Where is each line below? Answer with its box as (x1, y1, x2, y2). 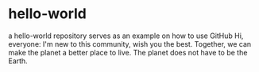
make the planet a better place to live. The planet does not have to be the (8, 47, 248, 57)
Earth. (8, 56, 28, 66)
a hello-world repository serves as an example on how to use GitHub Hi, (8, 31, 244, 40)
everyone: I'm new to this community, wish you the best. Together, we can (8, 39, 252, 48)
